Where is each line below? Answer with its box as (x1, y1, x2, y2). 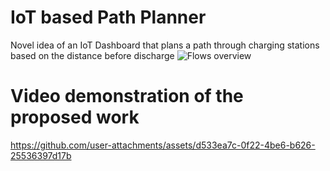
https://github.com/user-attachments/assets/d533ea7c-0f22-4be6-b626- (10, 139, 316, 151)
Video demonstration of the (10, 85, 244, 108)
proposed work (10, 106, 140, 129)
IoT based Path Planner (10, 6, 207, 29)
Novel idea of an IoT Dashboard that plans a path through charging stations (10, 39, 320, 51)
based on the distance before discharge (10, 49, 175, 61)
